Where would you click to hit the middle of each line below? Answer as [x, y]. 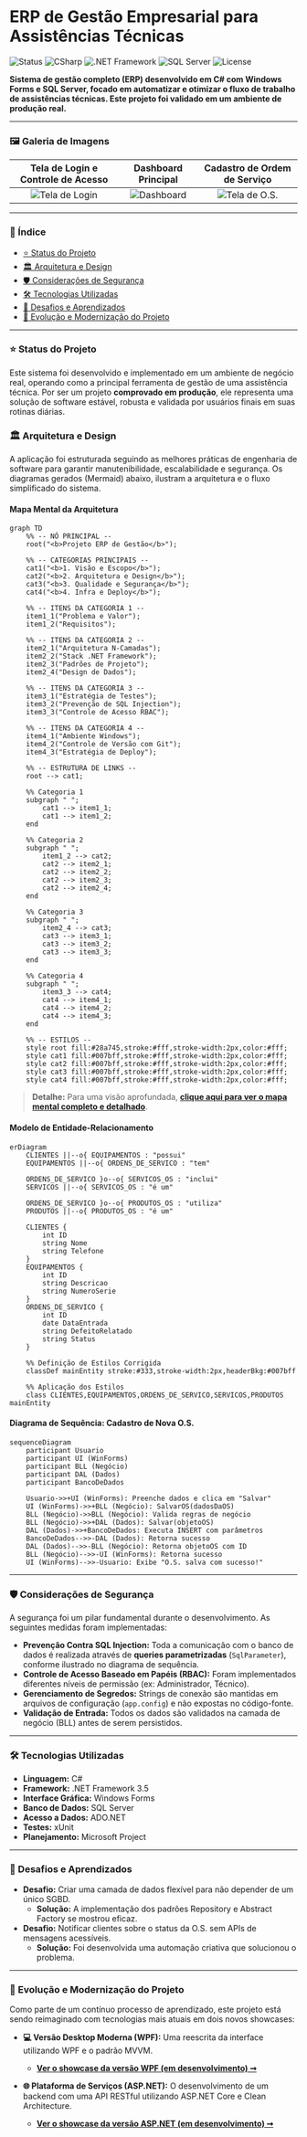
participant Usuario [65, 1450]
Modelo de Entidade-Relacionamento [81, 1127]
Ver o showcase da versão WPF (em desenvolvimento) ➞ [147, 2068]
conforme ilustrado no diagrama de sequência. [111, 1665]
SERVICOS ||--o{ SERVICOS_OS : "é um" [100, 1187]
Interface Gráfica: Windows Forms [89, 1798]
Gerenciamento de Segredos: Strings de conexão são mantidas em [150, 1694]
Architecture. [47, 2105]
